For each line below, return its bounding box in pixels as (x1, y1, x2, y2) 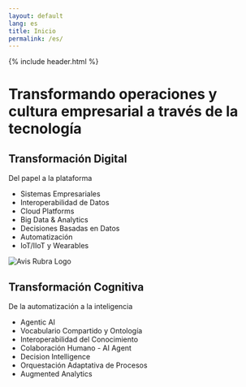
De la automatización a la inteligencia (8, 302, 133, 312)
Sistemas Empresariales (19, 189, 101, 199)
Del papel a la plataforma (8, 174, 93, 183)
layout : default (8, 11, 63, 20)
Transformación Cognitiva (8, 280, 145, 294)
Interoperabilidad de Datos (19, 198, 110, 208)
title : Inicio (8, 27, 57, 35)
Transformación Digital (8, 152, 127, 166)
